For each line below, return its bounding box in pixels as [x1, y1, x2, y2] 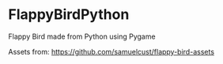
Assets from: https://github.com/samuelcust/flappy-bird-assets [8, 47, 215, 56]
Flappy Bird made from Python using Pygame [8, 32, 156, 41]
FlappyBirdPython [8, 6, 130, 24]
